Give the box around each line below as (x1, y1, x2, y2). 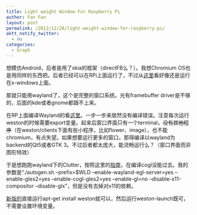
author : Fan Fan (6, 14, 46, 20)
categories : (6, 42, 35, 48)
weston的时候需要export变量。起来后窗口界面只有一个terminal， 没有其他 (6, 119, 184, 126)
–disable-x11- (148, 175, 182, 182)
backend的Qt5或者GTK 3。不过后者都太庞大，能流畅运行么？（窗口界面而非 (6, 141, 191, 148)
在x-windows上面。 (6, 79, 54, 86)
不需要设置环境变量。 (6, 202, 58, 209)
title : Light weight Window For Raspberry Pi (6, 8, 120, 15)
